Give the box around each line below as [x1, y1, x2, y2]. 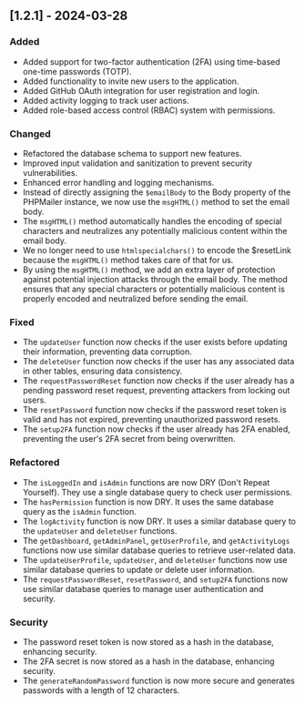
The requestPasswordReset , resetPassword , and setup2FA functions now [22, 574, 289, 585]
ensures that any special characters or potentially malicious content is [22, 283, 285, 294]
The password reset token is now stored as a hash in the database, [22, 636, 275, 647]
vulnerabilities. [22, 167, 78, 178]
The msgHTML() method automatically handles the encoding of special [22, 215, 282, 227]
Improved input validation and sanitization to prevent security [22, 158, 253, 169]
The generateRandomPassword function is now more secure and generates [22, 675, 296, 686]
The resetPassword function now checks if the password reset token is [22, 404, 287, 415]
